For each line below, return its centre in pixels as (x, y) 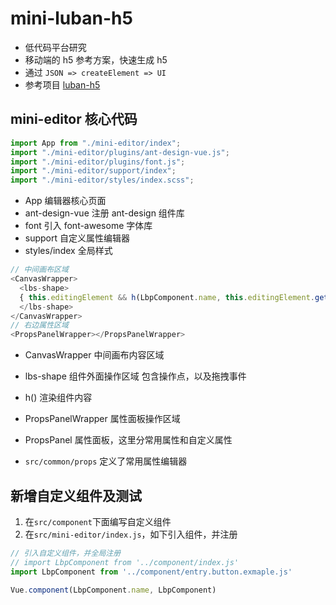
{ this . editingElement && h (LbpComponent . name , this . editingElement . (167, 297)
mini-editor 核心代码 (74, 119)
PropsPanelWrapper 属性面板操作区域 (102, 419)
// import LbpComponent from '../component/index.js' (125, 562)
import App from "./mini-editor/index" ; (96, 143)
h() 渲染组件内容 (58, 398)
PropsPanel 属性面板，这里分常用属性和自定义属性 (128, 440)
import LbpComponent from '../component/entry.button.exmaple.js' (151, 572)
